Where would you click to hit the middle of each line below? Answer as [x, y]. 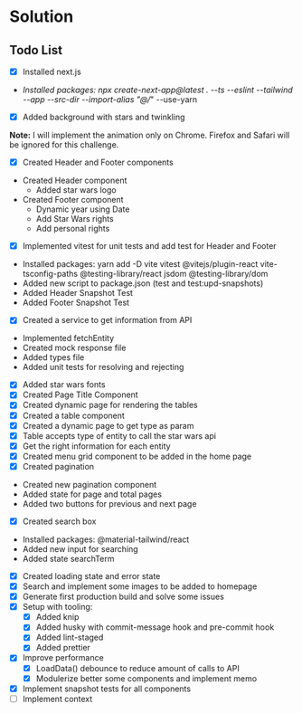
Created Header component [75, 181]
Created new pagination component [90, 484]
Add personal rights [73, 229]
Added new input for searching [80, 548]
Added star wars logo [76, 190]
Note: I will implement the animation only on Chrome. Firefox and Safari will [150, 135]
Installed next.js [52, 71]
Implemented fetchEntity [68, 338]
